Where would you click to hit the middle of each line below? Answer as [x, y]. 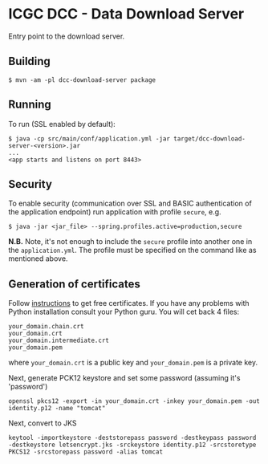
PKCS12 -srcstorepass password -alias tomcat [85, 452]
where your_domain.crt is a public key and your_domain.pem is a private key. [133, 363]
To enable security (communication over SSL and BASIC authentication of [130, 204]
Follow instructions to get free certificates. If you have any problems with [129, 303]
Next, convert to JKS [43, 423]
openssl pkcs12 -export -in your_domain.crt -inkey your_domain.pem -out [134, 401]
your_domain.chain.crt [46, 327]
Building [29, 61]
